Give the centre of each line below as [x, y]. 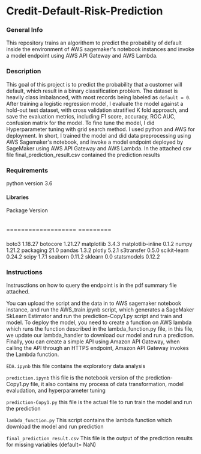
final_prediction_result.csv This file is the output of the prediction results [100, 438]
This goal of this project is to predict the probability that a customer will [94, 84]
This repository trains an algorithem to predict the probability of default [94, 43]
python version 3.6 [29, 183]
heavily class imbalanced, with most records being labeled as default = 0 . [98, 97]
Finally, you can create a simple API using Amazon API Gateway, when [93, 342]
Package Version [27, 210]
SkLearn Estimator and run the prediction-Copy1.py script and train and [94, 316]
